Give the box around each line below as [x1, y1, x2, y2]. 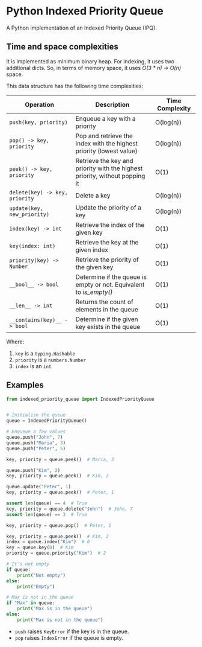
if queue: [6, 566, 31, 573]
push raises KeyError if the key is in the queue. [14, 628, 129, 635]
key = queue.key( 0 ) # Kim [6, 544, 74, 550]
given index [75, 246, 108, 254]
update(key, [9, 205, 44, 212]
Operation [25, 100, 54, 109]
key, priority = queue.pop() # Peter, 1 [6, 522, 112, 529]
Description [95, 100, 130, 109]
